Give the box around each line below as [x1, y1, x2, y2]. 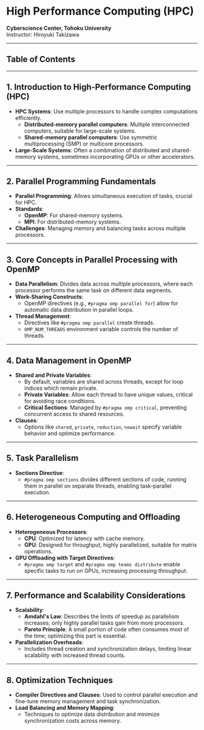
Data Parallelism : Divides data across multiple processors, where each [15, 280, 193, 287]
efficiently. [15, 114, 42, 121]
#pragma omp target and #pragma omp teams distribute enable [24, 560, 180, 567]
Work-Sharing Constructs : [15, 293, 84, 301]
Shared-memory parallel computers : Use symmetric [24, 133, 158, 141]
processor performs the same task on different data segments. [15, 287, 172, 294]
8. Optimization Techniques [6, 675, 114, 686]
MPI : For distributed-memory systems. [24, 218, 121, 226]
